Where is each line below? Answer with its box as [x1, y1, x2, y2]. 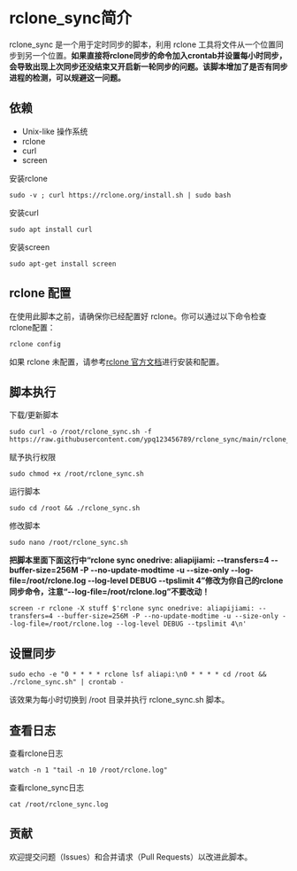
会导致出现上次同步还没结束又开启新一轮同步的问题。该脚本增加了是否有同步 [9, 61, 288, 72]
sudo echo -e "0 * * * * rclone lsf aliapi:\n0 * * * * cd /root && [9, 670, 267, 679]
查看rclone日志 [9, 748, 64, 758]
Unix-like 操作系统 [21, 126, 88, 136]
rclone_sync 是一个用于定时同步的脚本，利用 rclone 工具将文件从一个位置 [9, 39, 277, 50]
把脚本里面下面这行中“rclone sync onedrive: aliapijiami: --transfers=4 [9, 555, 270, 565]
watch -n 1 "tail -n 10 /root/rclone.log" [9, 766, 168, 774]
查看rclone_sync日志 [9, 782, 85, 793]
